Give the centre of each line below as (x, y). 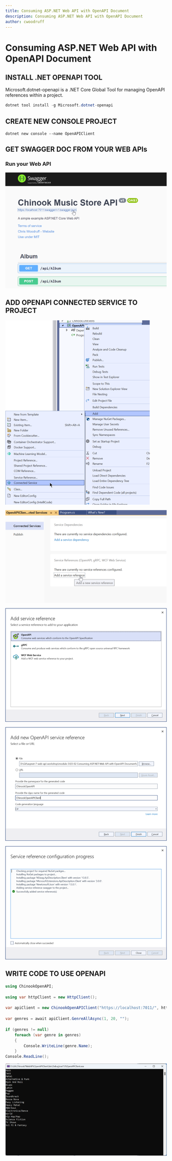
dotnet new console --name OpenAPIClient (50, 134)
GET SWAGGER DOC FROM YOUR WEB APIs (76, 150)
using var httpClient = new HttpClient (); (51, 997)
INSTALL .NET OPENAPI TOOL (54, 77)
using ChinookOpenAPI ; (29, 986)
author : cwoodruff (25, 22)
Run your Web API (28, 164)
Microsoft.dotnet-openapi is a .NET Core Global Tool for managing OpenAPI (85, 90)
